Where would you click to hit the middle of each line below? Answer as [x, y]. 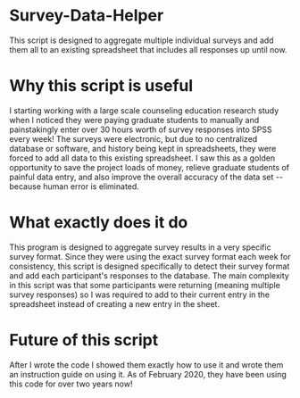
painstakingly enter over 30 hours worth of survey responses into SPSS [141, 129]
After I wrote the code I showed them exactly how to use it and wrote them [146, 365]
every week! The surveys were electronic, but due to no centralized [133, 138]
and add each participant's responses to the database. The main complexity [150, 275]
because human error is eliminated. [75, 186]
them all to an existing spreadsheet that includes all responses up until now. [148, 49]
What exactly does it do [99, 223]
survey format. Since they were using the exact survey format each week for [150, 256]
